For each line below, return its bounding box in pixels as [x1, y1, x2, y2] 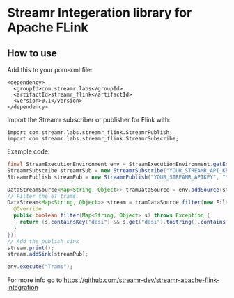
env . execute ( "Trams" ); [7, 263, 73, 270]
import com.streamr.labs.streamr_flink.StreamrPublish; [7, 129, 173, 136]
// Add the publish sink [7, 238, 79, 245]
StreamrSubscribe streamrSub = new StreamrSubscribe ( [7, 167, 167, 174]
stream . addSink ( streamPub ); [7, 251, 89, 258]
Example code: [7, 147, 50, 156]
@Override [13, 206, 42, 213]
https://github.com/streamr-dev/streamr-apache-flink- [63, 276, 220, 284]
